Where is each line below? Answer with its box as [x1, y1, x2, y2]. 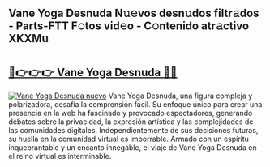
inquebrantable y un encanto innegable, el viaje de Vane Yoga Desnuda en [8, 143, 257, 152]
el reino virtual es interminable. [8, 152, 112, 161]
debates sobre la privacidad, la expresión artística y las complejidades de [8, 117, 254, 126]
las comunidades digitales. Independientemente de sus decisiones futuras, [8, 126, 259, 135]
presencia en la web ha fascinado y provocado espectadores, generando [8, 109, 253, 118]
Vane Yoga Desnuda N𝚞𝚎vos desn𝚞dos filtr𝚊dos [8, 6, 259, 20]
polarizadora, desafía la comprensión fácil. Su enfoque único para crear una [8, 100, 263, 109]
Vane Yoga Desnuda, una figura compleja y [108, 91, 253, 101]
